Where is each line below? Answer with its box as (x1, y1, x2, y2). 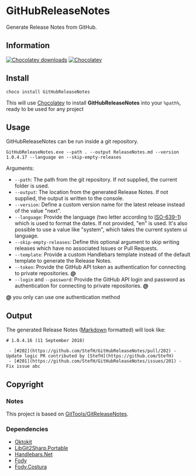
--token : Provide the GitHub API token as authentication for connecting (14, 263, 186, 271)
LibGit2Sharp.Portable (14, 445, 68, 452)
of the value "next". (14, 207, 61, 214)
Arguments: (6, 165, 35, 172)
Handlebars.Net (14, 451, 53, 458)
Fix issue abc (6, 363, 41, 370)
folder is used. (14, 182, 50, 189)
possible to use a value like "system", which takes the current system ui (14, 226, 187, 233)
